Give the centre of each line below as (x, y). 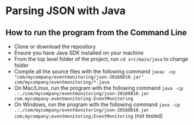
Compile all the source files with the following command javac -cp (95, 71)
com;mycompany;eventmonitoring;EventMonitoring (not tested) (88, 116)
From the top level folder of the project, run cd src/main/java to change (101, 59)
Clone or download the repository (55, 46)
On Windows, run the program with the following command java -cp (97, 104)
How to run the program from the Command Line (96, 33)
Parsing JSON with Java (66, 11)
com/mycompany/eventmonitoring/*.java (62, 82)
